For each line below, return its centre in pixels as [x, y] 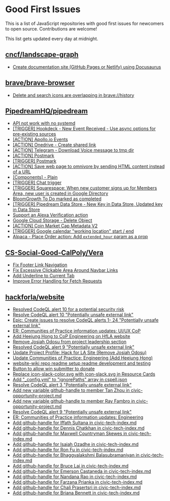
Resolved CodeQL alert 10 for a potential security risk [68, 309]
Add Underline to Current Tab [43, 276]
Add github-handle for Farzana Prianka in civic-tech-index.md [78, 482]
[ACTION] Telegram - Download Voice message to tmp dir [73, 150]
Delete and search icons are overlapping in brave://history [73, 95]
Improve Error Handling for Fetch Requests [57, 281]
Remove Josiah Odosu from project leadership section [70, 342]
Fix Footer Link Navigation [40, 265]
